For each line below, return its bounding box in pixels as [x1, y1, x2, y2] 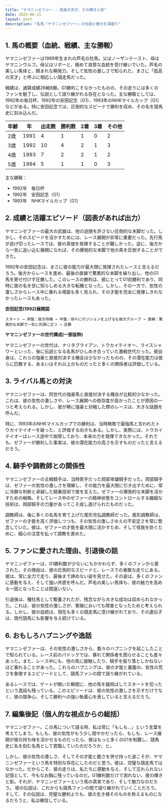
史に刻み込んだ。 [5, 110, 40, 116]
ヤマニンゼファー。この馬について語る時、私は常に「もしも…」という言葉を [5, 724, 162, 730]
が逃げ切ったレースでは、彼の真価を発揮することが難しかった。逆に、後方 [5, 240, 158, 246]
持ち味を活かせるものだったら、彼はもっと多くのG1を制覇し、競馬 [22, 736, 159, 742]
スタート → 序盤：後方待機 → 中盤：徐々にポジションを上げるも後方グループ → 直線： [5, 317, 159, 322]
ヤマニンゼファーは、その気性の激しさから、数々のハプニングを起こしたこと [5, 646, 163, 652]
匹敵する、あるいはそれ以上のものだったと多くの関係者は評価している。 [13, 361, 163, 367]
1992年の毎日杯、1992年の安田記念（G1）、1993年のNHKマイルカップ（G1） [5, 97, 162, 103]
